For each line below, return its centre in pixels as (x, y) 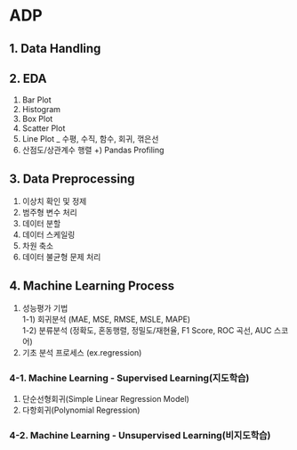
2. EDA (28, 78)
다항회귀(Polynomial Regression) (81, 410)
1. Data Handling (55, 49)
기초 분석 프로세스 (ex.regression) (82, 353)
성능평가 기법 (45, 308)
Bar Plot (36, 100)
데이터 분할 (41, 224)
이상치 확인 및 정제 (54, 201)
